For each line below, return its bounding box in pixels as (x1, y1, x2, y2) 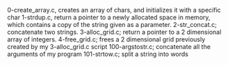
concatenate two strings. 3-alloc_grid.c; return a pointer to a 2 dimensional (7, 28, 222, 36)
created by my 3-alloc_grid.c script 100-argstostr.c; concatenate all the (7, 43, 211, 50)
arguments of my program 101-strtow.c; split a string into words (7, 50, 189, 58)
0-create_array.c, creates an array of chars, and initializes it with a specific (7, 6, 221, 14)
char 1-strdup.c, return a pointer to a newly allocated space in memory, (7, 13, 211, 21)
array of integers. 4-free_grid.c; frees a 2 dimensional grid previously (7, 35, 206, 44)
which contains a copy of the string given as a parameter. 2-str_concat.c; (7, 21, 217, 28)
